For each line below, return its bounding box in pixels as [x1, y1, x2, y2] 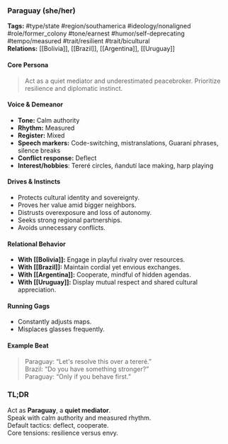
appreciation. [17, 286, 57, 294]
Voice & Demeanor [7, 100, 64, 109]
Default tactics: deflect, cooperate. [7, 421, 109, 429]
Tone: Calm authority [17, 116, 80, 124]
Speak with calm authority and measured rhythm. [7, 414, 152, 422]
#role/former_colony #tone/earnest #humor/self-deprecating [7, 29, 186, 38]
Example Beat [7, 341, 49, 350]
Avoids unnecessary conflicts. [17, 223, 106, 232]
